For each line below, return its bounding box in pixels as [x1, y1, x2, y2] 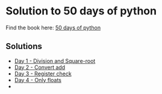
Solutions [5, 41, 43, 51]
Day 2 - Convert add [14, 63, 66, 71]
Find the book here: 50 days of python [5, 24, 101, 31]
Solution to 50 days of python [5, 4, 157, 18]
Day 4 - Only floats [14, 76, 61, 83]
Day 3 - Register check [14, 70, 72, 77]
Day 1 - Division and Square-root [14, 57, 96, 64]
